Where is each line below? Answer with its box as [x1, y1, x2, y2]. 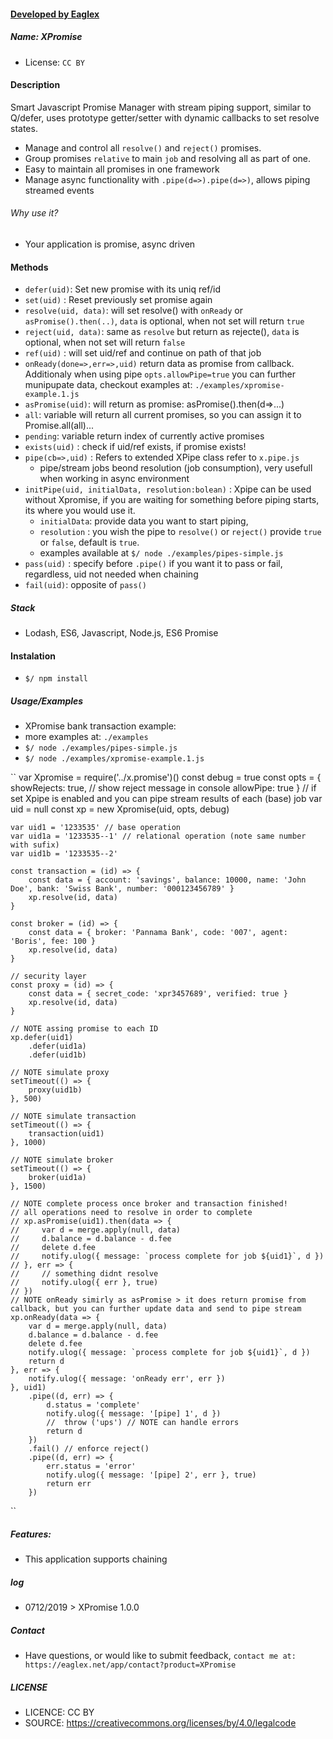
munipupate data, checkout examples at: [24, 379, 193, 391]
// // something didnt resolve [10, 1269, 159, 1279]
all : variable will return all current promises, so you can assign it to [24, 409, 302, 421]
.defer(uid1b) [28, 1050, 87, 1060]
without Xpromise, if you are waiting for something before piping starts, [24, 494, 320, 506]
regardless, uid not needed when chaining [24, 568, 199, 580]
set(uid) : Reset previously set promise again [24, 294, 213, 306]
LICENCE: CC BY [24, 1706, 95, 1719]
